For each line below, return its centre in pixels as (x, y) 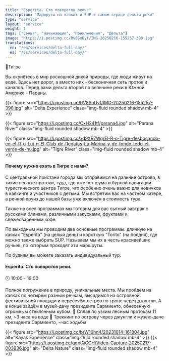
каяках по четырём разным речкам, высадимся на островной (72, 295)
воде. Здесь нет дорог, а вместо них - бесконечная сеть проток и (76, 82)
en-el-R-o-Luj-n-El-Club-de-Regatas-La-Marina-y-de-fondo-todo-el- (78, 144)
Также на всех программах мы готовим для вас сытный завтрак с (77, 209)
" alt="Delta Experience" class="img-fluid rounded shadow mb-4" (90, 108)
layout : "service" (24, 24)
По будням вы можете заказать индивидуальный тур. (63, 255)
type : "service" (22, 19)
